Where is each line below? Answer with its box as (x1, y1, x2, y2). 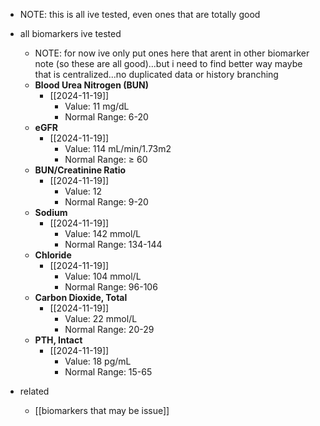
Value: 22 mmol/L (64, 313, 138, 324)
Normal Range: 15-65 (64, 366, 153, 378)
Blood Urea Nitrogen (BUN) (34, 79, 149, 91)
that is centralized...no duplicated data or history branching (34, 69, 279, 80)
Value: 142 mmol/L (64, 228, 142, 239)
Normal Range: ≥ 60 (64, 154, 148, 165)
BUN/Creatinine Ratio (34, 164, 127, 176)
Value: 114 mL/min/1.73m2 (64, 143, 172, 154)
